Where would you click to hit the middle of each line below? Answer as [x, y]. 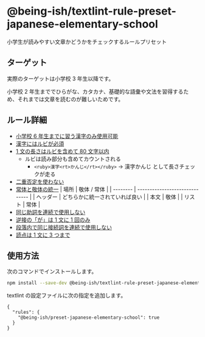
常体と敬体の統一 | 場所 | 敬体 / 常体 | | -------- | [76, 189]
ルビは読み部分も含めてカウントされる [73, 159]
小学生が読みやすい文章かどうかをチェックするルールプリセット [87, 41]
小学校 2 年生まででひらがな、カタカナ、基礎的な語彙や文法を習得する [95, 91]
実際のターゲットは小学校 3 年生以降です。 [61, 78]
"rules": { [26, 312]
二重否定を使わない [40, 181]
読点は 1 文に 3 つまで [43, 235]
